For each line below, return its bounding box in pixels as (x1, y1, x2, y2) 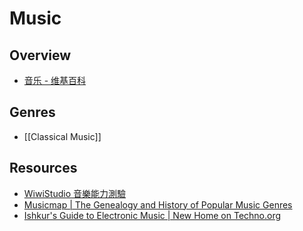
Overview (9, 47, 72, 64)
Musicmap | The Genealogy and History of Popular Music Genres (23, 198, 293, 211)
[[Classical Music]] (23, 130, 102, 142)
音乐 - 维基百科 (23, 75, 87, 86)
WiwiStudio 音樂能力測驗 (23, 187, 126, 199)
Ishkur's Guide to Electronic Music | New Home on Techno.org (23, 209, 282, 221)
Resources (9, 160, 78, 177)
